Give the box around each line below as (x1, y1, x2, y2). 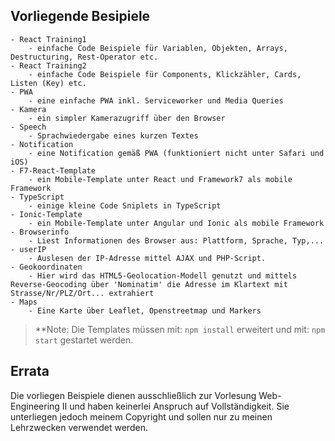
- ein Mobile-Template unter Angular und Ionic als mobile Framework (28, 218, 325, 228)
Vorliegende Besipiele (10, 8, 151, 25)
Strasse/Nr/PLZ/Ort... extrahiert (10, 288, 155, 298)
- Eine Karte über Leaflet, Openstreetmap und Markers (28, 305, 262, 316)
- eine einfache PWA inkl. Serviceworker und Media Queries (28, 95, 284, 106)
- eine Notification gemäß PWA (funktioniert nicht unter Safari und (28, 148, 325, 158)
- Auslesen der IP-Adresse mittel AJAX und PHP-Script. (28, 253, 267, 263)
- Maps (10, 297, 38, 307)
